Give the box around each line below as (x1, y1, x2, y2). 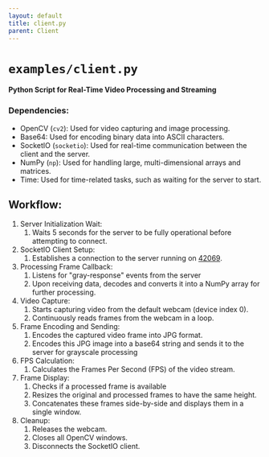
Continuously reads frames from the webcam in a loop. (31, 313, 214, 323)
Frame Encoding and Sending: (19, 322, 120, 331)
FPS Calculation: (19, 356, 75, 366)
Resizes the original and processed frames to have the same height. (31, 390, 257, 400)
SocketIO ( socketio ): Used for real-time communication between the (19, 140, 247, 150)
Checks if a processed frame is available (31, 381, 167, 391)
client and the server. (19, 149, 91, 159)
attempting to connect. (31, 237, 108, 246)
